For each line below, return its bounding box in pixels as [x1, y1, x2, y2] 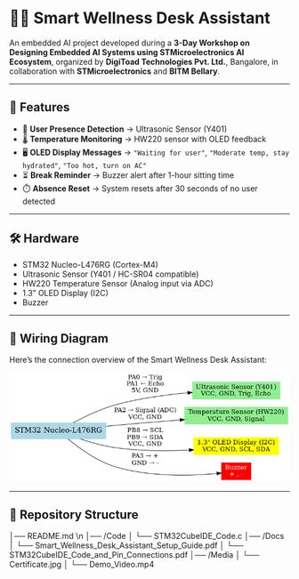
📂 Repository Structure [9, 507, 139, 522]
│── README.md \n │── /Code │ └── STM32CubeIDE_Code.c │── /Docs [9, 531, 285, 542]
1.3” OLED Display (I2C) [21, 287, 109, 298]
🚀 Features [9, 100, 70, 115]
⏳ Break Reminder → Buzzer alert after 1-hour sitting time [21, 169, 235, 181]
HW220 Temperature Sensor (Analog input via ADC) [21, 277, 214, 288]
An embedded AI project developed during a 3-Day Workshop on [9, 37, 251, 48]
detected [21, 196, 56, 206]
